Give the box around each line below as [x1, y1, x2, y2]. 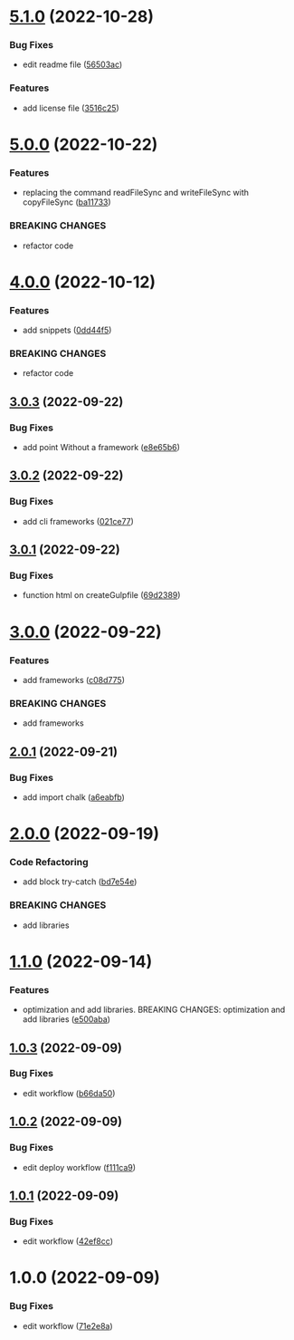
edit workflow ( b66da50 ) [22, 1087, 116, 1098]
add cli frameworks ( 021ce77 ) [22, 516, 134, 526]
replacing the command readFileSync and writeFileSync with [22, 188, 250, 198]
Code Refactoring [9, 855, 89, 868]
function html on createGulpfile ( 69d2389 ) [22, 590, 181, 601]
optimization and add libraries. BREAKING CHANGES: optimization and [22, 1004, 286, 1016]
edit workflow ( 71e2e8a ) [22, 1320, 113, 1331]
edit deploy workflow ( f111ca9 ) [22, 1162, 137, 1172]
